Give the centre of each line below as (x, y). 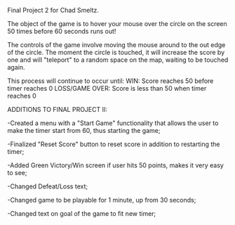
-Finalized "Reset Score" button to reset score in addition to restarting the (114, 144)
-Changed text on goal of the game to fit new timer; (82, 213)
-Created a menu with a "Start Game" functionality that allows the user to (113, 123)
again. (16, 67)
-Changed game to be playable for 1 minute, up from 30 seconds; (102, 200)
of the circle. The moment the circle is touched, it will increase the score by (116, 52)
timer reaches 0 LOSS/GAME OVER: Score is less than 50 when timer (107, 88)
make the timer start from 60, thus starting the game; (84, 130)
